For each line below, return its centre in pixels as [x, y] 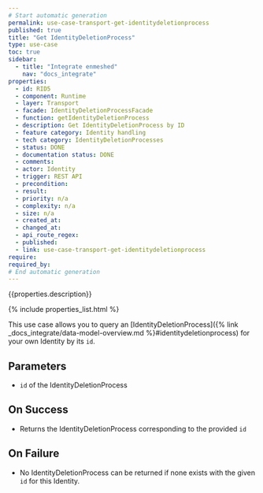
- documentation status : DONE [65, 154]
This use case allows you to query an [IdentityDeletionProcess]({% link [123, 324]
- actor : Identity [46, 169]
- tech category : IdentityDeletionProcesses [89, 140]
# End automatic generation [54, 272]
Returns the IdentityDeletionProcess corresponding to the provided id [133, 428]
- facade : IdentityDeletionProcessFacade [84, 111]
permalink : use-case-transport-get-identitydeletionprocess [109, 23]
